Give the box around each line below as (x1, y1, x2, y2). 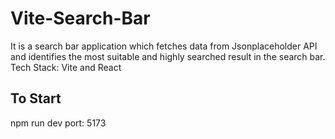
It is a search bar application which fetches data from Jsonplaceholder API (10, 40, 318, 52)
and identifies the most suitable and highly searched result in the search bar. (10, 50, 326, 62)
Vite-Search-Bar (10, 7, 151, 30)
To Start (10, 90, 62, 107)
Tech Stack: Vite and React (10, 61, 122, 73)
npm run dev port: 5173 (10, 117, 107, 129)
